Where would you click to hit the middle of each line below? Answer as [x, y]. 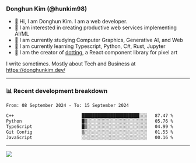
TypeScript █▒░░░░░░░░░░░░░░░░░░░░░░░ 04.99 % [90, 127]
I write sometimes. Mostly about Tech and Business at [71, 64]
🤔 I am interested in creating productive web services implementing [95, 27]
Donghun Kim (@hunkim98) [47, 9]
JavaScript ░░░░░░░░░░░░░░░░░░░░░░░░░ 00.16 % [90, 137]
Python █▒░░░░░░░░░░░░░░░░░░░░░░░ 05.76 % [90, 122]
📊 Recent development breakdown [57, 91]
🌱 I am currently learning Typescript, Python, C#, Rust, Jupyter [90, 46]
